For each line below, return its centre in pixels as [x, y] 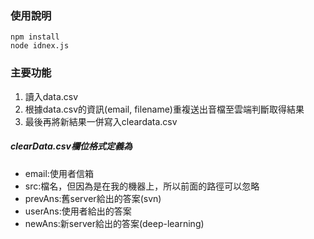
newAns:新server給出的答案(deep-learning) [114, 223]
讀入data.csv [51, 96]
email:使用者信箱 [59, 173]
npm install [35, 37]
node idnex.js [40, 46]
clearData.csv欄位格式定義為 [71, 146]
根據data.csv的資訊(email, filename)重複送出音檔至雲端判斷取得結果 [164, 109]
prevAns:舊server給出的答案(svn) [93, 198]
